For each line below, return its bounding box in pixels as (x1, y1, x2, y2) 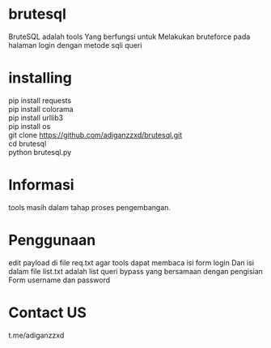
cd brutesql (8, 139, 47, 148)
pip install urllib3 (8, 113, 63, 122)
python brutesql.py (8, 147, 72, 157)
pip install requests (8, 95, 72, 105)
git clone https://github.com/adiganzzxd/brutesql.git (8, 130, 183, 140)
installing (8, 69, 73, 88)
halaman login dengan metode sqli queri (8, 40, 142, 49)
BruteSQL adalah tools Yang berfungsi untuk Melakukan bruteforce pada (8, 32, 251, 41)
